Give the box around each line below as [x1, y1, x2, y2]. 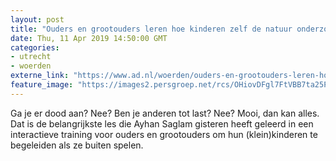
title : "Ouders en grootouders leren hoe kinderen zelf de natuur [10, 24, 293, 34]
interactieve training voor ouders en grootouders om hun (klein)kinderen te [10, 128, 318, 140]
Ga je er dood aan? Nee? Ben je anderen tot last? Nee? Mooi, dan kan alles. [10, 107, 320, 119]
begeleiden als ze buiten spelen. [10, 139, 144, 151]
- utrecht [10, 52, 52, 62]
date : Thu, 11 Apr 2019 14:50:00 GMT [10, 33, 168, 43]
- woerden [10, 61, 52, 71]
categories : [10, 42, 60, 53]
